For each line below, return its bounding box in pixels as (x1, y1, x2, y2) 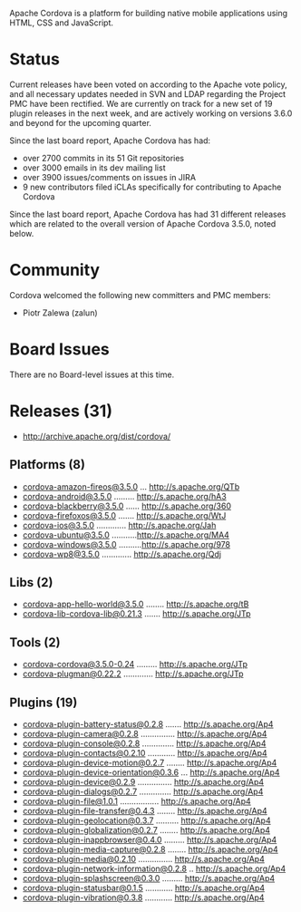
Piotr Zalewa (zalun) (22, 307, 98, 318)
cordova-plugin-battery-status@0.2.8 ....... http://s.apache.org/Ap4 (22, 719, 274, 729)
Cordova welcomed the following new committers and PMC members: (9, 289, 271, 300)
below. (9, 228, 34, 238)
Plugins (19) (9, 694, 78, 710)
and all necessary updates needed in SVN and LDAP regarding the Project (9, 88, 286, 99)
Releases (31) (9, 401, 113, 421)
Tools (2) (9, 635, 61, 650)
